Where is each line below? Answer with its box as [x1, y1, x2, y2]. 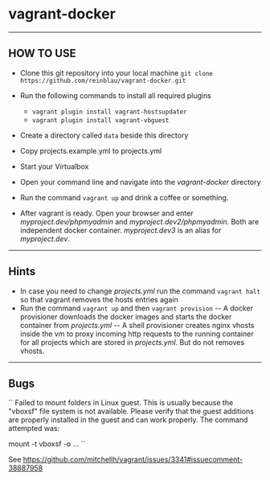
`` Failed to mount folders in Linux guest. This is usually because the [8, 398, 234, 408]
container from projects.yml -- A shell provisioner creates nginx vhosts [19, 320, 255, 330]
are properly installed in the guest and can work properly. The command [8, 415, 248, 425]
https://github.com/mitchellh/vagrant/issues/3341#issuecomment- [22, 455, 243, 465]
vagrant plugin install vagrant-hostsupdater [31, 108, 187, 116]
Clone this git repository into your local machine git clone [19, 68, 213, 77]
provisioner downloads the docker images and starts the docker [19, 311, 232, 322]
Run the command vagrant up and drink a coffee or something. [19, 192, 229, 202]
